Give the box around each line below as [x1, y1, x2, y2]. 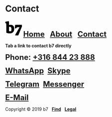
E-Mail [5, 92, 29, 102]
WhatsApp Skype [5, 65, 71, 75]
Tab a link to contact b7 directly [5, 42, 72, 48]
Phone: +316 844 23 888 [5, 52, 96, 62]
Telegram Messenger [5, 79, 85, 89]
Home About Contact [23, 29, 107, 39]
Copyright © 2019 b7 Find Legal [5, 106, 77, 112]
